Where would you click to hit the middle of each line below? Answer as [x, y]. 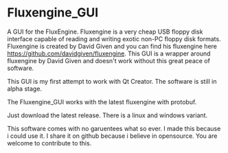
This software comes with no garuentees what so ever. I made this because [114, 128]
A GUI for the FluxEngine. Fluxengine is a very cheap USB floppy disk [105, 32]
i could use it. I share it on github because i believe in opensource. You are [112, 136]
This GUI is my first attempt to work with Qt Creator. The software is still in [112, 81]
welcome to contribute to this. [49, 143]
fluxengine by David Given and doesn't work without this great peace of [109, 60]
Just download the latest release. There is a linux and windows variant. [107, 115]
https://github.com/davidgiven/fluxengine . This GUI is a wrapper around [109, 54]
